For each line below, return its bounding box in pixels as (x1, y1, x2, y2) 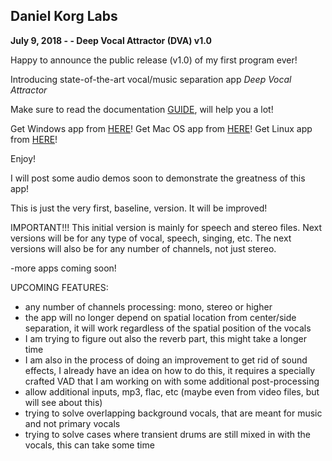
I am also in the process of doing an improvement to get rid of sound (24, 354, 308, 366)
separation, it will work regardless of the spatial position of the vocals (24, 322, 312, 334)
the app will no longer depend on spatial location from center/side (24, 311, 297, 323)
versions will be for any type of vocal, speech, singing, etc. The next (10, 232, 292, 244)
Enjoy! (10, 152, 37, 164)
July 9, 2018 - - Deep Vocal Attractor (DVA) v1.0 (10, 34, 212, 46)
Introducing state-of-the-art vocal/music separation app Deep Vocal (10, 73, 292, 85)
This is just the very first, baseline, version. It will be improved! (10, 202, 268, 214)
